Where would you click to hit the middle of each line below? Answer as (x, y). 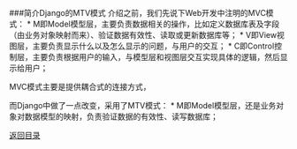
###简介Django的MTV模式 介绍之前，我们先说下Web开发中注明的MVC (138, 13)
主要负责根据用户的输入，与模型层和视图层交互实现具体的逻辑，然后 (156, 57)
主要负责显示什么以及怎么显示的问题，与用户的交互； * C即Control (153, 46)
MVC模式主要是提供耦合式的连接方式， (80, 87)
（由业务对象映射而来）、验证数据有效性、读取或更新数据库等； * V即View (143, 35)
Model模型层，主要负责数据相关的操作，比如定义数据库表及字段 (164, 24)
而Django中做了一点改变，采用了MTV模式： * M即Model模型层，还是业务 (143, 105)
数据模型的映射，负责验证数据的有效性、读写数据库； (121, 116)
